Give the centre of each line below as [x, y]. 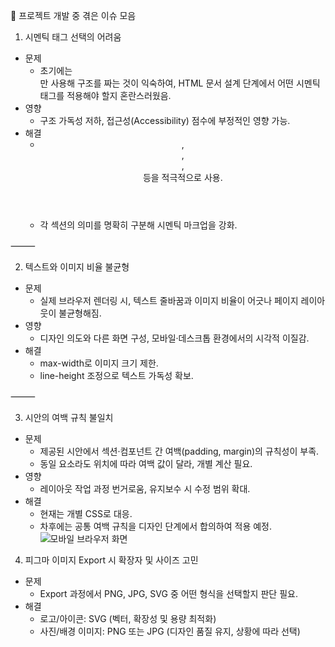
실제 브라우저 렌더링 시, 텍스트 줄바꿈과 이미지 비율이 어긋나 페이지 [169, 300]
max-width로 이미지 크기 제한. [99, 363]
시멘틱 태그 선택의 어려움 [73, 37]
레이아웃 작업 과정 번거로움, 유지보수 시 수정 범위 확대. [145, 488]
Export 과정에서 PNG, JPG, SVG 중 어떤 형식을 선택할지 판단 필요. [168, 593]
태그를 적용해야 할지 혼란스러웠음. [105, 95]
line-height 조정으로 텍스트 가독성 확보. [116, 375]
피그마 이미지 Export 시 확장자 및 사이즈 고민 [111, 560]
